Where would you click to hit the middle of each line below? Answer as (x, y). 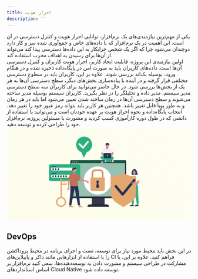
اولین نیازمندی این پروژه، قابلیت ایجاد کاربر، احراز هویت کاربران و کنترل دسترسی (95, 61)
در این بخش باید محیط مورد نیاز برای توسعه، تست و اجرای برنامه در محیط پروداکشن (99, 251)
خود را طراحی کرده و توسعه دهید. (44, 124)
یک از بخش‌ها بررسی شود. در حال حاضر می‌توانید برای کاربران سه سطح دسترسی (96, 86)
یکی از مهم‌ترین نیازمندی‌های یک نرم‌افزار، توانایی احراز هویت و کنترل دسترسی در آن (98, 36)
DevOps (22, 236)
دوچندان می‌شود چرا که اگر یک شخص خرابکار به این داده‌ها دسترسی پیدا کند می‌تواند (98, 49)
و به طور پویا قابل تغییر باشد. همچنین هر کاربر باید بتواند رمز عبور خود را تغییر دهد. (96, 105)
